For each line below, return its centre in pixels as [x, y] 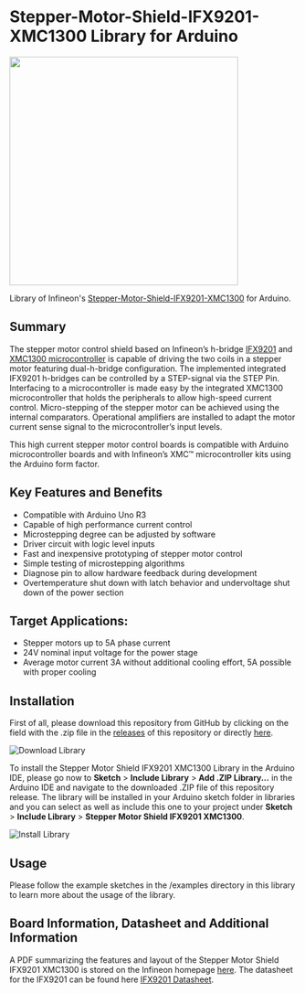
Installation [42, 701]
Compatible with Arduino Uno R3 [84, 515]
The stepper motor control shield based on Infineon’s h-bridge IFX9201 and [151, 348]
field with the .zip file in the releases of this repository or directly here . [142, 732]
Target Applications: [69, 620]
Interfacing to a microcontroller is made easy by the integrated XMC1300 [147, 388]
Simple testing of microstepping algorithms [104, 563]
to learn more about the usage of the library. [93, 895]
